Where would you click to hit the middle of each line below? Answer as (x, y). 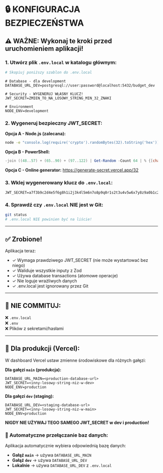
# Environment (19, 107)
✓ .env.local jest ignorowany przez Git (50, 286)
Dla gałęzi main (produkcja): (33, 370)
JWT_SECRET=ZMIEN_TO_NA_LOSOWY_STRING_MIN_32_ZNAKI (58, 98)
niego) (18, 265)
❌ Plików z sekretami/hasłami (34, 328)
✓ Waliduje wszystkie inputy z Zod (47, 270)
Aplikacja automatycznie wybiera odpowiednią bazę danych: (65, 445)
